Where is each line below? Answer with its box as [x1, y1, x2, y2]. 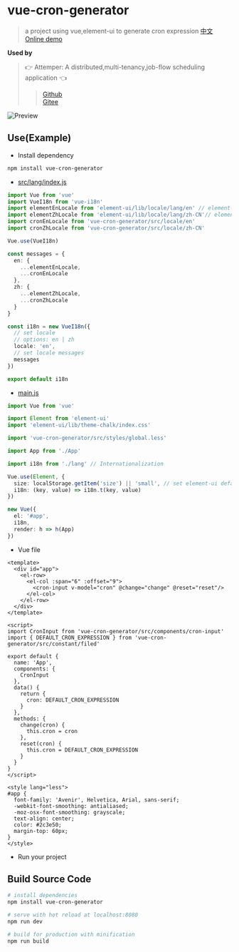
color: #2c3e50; [14, 821, 62, 829]
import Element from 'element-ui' [7, 415, 110, 422]
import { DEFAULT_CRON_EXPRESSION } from [7, 634, 132, 641]
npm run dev [7, 918, 43, 926]
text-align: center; [14, 815, 75, 822]
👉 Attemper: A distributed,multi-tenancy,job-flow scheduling [24, 63, 205, 71]
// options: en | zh [14, 336, 75, 344]
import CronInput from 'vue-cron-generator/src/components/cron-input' [7, 628, 224, 635]
